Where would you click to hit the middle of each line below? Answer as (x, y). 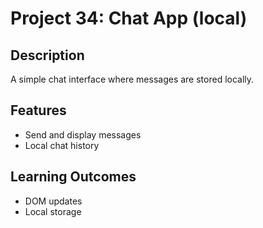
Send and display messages (83, 134)
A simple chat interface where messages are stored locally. (132, 79)
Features (38, 110)
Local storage (53, 211)
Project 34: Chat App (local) (129, 18)
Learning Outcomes (73, 177)
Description (47, 55)
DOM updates (53, 201)
